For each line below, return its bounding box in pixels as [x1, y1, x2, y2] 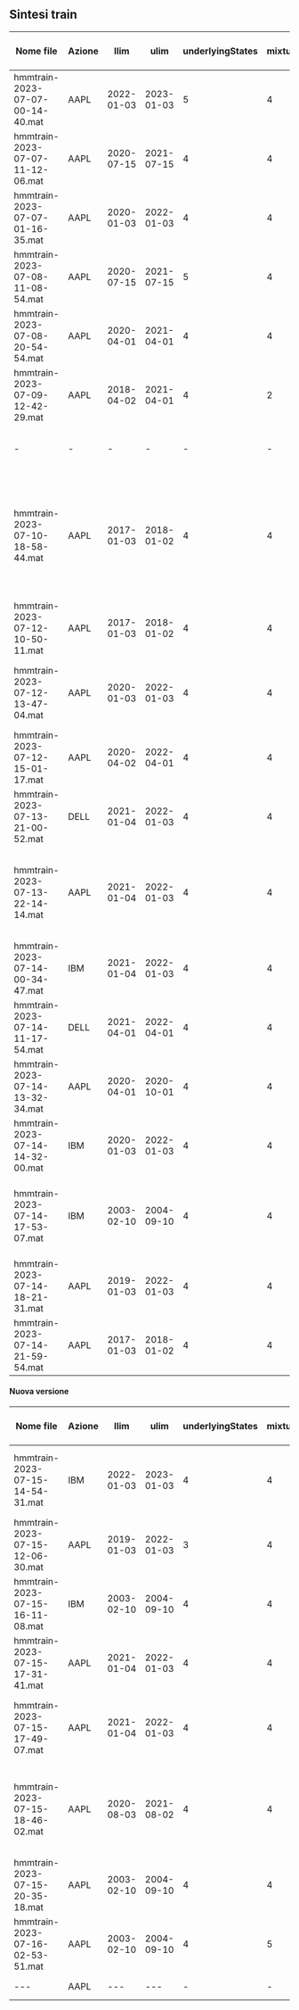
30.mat [13, 1561, 44, 1574]
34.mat [13, 1102, 44, 1114]
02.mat [13, 1825, 44, 1838]
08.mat [13, 1620, 44, 1633]
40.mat [13, 115, 44, 128]
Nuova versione [9, 1386, 69, 1397]
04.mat [13, 708, 44, 721]
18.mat [13, 1901, 44, 1914]
